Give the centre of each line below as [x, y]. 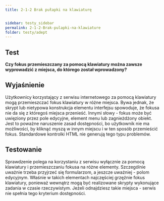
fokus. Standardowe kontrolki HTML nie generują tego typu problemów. [78, 134]
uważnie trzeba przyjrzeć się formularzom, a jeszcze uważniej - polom [77, 172]
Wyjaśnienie [25, 85]
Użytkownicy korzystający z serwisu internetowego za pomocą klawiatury [81, 97]
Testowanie [24, 150]
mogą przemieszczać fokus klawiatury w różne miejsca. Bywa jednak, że [80, 102]
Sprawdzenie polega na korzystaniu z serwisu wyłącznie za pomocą [75, 161]
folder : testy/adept [27, 32]
